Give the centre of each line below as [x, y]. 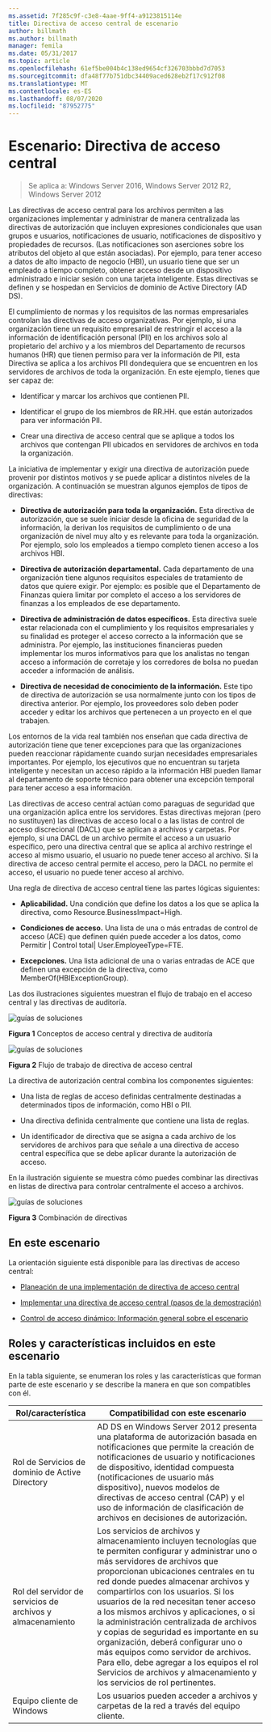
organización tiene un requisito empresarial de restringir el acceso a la [125, 329]
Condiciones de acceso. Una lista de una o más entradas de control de [139, 928]
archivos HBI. [42, 553]
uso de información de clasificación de [170, 1507]
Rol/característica [51, 1412]
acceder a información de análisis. [77, 671]
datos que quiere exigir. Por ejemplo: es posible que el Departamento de [140, 587]
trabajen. [35, 721]
